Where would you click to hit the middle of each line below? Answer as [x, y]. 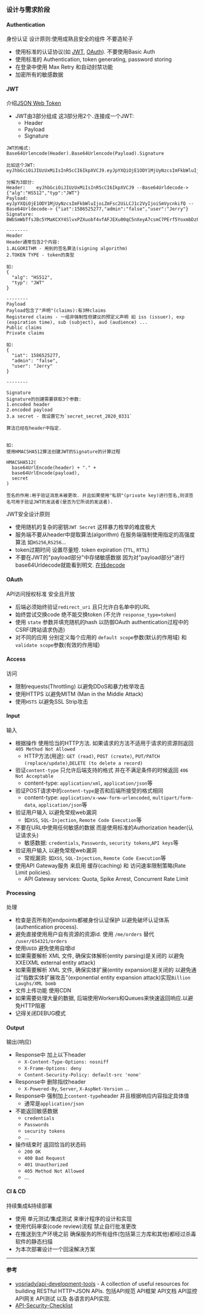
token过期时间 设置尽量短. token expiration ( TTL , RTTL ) [82, 550]
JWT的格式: [19, 148]
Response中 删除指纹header [50, 1082]
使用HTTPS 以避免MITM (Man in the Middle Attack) [79, 694]
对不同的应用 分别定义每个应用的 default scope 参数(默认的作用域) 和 [101, 637]
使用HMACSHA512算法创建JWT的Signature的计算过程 [63, 452]
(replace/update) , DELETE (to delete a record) [83, 763]
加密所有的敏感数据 [39, 75]
